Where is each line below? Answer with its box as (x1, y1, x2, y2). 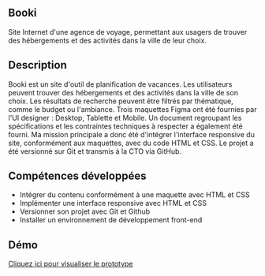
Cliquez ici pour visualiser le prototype (8, 259, 133, 269)
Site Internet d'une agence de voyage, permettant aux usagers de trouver (8, 27, 248, 36)
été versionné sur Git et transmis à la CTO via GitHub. (8, 146, 182, 156)
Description (8, 58, 67, 72)
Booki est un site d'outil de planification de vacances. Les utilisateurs (8, 79, 233, 89)
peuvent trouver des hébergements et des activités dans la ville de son (8, 88, 239, 97)
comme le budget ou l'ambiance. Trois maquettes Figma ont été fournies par (8, 104, 257, 114)
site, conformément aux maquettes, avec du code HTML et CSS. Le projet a (8, 138, 254, 147)
